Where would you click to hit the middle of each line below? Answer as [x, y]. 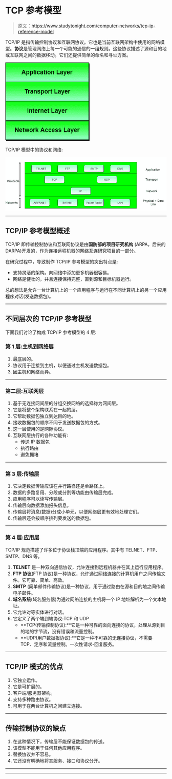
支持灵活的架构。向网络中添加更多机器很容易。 [62, 272]
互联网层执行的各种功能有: [40, 435]
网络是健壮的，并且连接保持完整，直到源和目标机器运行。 [73, 279]
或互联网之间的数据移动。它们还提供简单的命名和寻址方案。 [68, 55]
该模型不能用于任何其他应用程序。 [49, 748]
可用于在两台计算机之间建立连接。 [49, 706]
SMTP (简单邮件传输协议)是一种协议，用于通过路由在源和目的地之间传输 [89, 586]
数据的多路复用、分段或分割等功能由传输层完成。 [64, 492]
